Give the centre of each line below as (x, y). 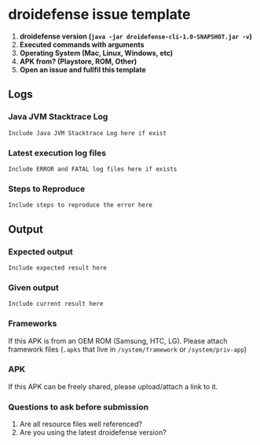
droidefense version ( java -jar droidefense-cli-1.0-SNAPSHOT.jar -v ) (136, 36)
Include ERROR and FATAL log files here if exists (93, 169)
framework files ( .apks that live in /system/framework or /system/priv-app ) (128, 349)
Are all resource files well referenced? (81, 424)
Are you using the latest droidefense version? (93, 432)
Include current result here (56, 304)
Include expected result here (58, 268)
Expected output (40, 252)
